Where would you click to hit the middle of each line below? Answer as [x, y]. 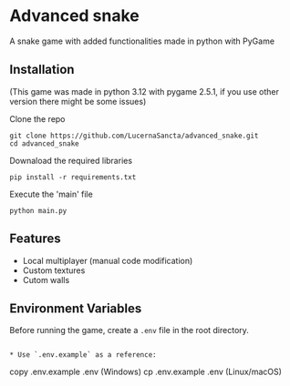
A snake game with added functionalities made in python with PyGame [142, 41]
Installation [42, 70]
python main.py [38, 210]
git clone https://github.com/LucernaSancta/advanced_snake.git [134, 136]
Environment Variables [76, 308]
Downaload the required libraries [71, 160]
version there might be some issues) [78, 101]
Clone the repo [37, 118]
